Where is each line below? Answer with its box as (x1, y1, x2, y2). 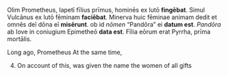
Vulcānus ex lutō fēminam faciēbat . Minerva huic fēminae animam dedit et (7, 13, 218, 21)
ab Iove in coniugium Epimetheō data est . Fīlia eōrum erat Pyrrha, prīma (7, 27, 211, 36)
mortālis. (7, 35, 32, 43)
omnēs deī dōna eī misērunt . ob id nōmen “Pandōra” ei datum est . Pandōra (7, 21, 221, 28)
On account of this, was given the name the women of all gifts (16, 62, 192, 69)
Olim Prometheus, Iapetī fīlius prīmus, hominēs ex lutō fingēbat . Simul (7, 6, 205, 14)
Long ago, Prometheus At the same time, (7, 48, 123, 56)
